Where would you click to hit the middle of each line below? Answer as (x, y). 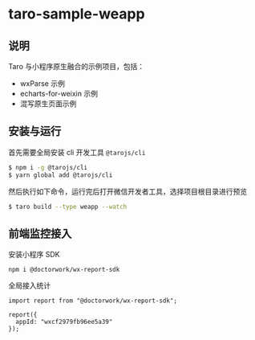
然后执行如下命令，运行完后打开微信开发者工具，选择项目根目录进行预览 (127, 191)
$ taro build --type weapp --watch (68, 207)
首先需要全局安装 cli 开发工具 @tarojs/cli (77, 152)
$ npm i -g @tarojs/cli (48, 167)
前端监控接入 (40, 233)
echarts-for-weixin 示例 (59, 94)
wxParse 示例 (42, 84)
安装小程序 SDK (34, 255)
